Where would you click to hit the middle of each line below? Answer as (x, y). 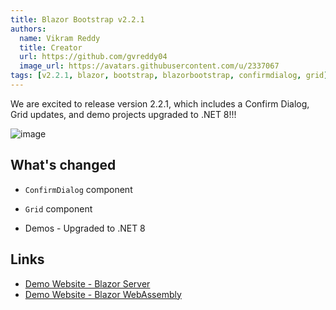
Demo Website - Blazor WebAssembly (103, 294)
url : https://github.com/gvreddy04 (93, 57)
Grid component (58, 208)
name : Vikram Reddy (60, 38)
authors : (28, 29)
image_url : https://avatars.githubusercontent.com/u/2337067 (149, 66)
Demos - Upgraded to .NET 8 (85, 228)
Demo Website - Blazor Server (87, 283)
